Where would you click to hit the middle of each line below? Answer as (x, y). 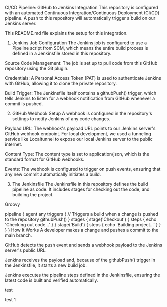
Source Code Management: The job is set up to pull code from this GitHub (81, 63)
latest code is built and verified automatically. (52, 280)
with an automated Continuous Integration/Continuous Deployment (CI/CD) (82, 13)
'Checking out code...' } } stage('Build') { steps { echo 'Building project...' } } (83, 225)
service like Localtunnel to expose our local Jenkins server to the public (79, 139)
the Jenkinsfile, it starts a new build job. (46, 265)
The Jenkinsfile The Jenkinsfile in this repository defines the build (80, 184)
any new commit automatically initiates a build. (53, 174)
